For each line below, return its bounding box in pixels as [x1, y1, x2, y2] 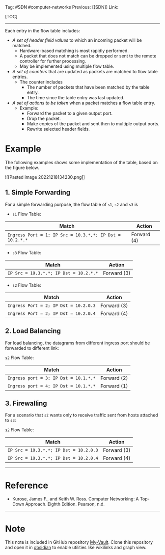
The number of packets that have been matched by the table [27, 84, 150, 90]
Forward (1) [100, 383, 128, 389]
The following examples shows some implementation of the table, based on [5, 159, 158, 165]
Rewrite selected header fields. [27, 126, 90, 132]
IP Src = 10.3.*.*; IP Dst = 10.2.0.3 [7, 447, 98, 453]
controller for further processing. [19, 58, 86, 64]
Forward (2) [100, 374, 128, 381]
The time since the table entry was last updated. [27, 95, 125, 100]
